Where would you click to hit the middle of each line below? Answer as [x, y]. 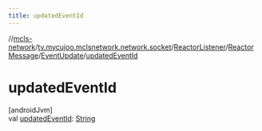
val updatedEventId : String [52, 118]
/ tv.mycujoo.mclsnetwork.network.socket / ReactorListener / [132, 47]
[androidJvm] [31, 109]
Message [24, 55]
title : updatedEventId [46, 16]
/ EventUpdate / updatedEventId [88, 55]
